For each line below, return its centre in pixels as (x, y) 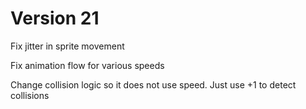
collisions (30, 95)
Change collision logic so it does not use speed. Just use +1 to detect (153, 84)
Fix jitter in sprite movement (67, 46)
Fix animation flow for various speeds (87, 65)
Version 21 (55, 18)
